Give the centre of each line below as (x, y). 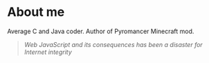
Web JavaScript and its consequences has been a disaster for (113, 44)
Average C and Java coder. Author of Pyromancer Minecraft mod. (101, 31)
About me (36, 12)
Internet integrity (48, 52)
